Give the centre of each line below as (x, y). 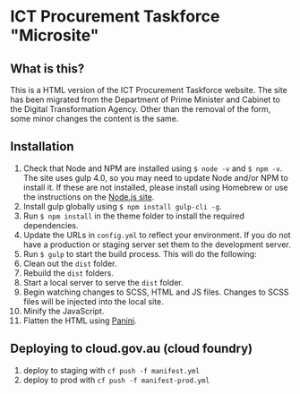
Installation (42, 146)
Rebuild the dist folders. (69, 273)
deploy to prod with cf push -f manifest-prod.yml (116, 380)
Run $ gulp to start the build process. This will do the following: (140, 253)
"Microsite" (55, 35)
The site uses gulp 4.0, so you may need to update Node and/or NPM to (156, 177)
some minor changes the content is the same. (94, 119)
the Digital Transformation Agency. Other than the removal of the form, (141, 109)
